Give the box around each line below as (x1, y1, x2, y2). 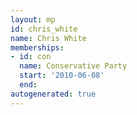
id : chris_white (10, 24, 78, 34)
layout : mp (10, 14, 56, 25)
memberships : (10, 42, 65, 53)
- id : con (10, 52, 52, 62)
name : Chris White (10, 33, 87, 43)
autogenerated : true (10, 89, 97, 99)
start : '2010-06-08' (19, 71, 105, 81)
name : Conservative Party (19, 61, 128, 71)
